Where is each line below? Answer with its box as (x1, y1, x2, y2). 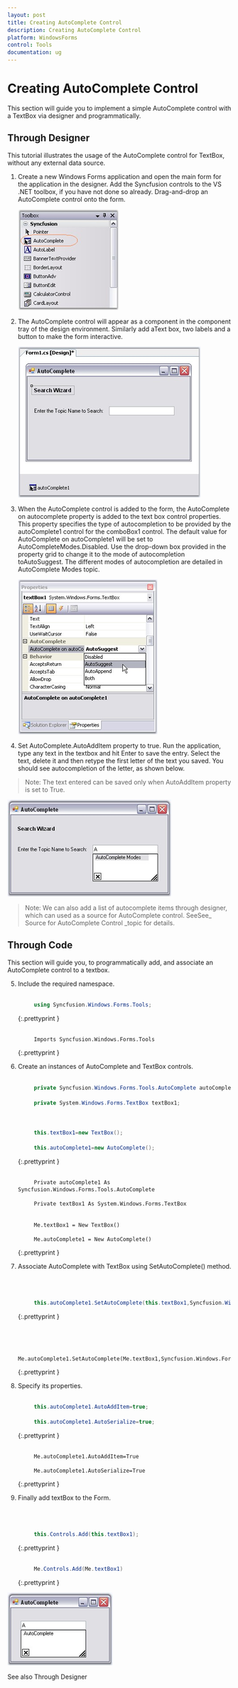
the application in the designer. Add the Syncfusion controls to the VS (17, 180, 222, 188)
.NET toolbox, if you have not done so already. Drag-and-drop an (17, 187, 208, 195)
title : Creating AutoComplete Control (7, 18, 122, 26)
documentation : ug (7, 49, 62, 56)
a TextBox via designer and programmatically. (7, 111, 141, 120)
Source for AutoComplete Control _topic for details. (24, 918, 175, 927)
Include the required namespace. (17, 979, 115, 988)
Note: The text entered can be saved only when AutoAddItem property (24, 778, 232, 786)
